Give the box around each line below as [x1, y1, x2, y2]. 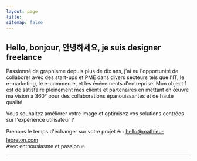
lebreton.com [6, 136, 39, 143]
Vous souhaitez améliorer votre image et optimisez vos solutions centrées [6, 110, 185, 117]
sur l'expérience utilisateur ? [6, 117, 74, 124]
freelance [6, 52, 42, 62]
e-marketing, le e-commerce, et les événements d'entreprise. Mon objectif [6, 80, 186, 87]
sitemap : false [6, 19, 43, 25]
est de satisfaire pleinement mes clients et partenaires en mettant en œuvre [6, 86, 189, 94]
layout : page [6, 8, 38, 15]
